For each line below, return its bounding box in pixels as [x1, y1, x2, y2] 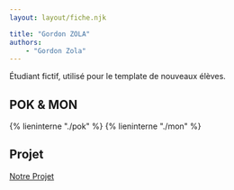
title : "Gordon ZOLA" [9, 29, 91, 39]
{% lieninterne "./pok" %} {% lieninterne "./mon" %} [9, 121, 202, 131]
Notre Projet [9, 170, 55, 181]
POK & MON [9, 96, 78, 113]
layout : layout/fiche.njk [9, 13, 106, 23]
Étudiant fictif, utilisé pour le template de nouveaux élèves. [9, 71, 227, 82]
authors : [9, 38, 42, 47]
